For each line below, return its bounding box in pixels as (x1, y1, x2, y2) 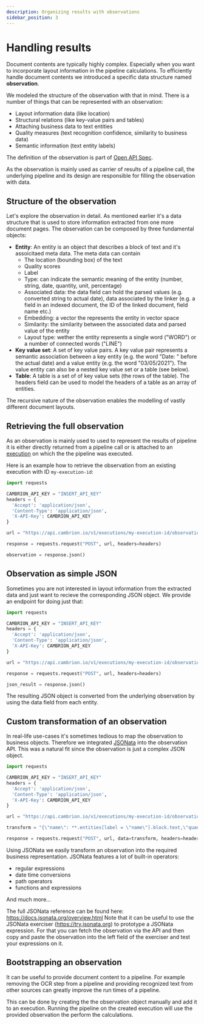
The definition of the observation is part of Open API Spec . (6, 154, 154, 161)
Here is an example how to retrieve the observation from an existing (6, 462, 176, 469)
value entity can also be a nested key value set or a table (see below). (15, 366, 190, 373)
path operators (15, 877, 53, 884)
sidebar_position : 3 (6, 15, 59, 21)
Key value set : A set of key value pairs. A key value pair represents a (15, 346, 188, 354)
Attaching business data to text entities (15, 123, 113, 130)
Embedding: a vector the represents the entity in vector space (24, 314, 180, 322)
